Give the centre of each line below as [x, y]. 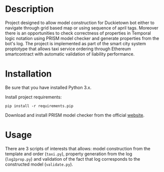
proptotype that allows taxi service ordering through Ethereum [68, 49]
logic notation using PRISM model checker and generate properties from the [82, 38]
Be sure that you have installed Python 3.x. [48, 87]
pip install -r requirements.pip [39, 106]
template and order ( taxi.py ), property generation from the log [69, 154]
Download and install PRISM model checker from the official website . [75, 115]
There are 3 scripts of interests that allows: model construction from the [78, 148]
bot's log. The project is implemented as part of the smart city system [76, 43]
